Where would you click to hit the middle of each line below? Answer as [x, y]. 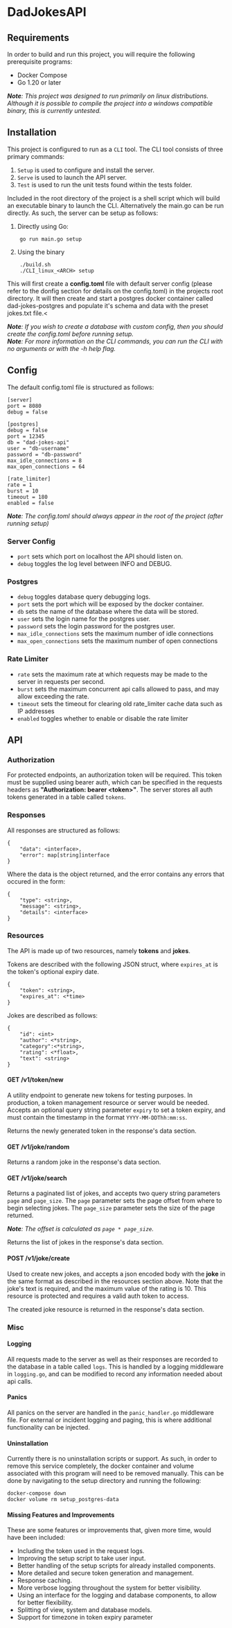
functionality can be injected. [48, 1427]
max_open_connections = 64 [46, 466]
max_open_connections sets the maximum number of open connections [117, 641]
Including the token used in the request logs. [81, 1551]
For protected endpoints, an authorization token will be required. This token [115, 775]
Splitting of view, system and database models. [84, 1610]
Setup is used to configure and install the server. [86, 170]
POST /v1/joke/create [39, 1258]
